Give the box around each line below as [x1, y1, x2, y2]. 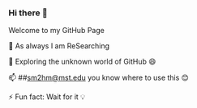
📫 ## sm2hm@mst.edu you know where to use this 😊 [8, 73, 189, 83]
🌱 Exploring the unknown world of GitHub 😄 [8, 56, 156, 67]
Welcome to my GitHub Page [8, 26, 105, 35]
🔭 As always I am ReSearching [8, 41, 110, 51]
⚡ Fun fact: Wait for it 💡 [8, 92, 86, 102]
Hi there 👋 [8, 7, 49, 19]
